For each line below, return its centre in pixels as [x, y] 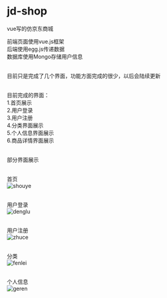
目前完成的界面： [28, 95]
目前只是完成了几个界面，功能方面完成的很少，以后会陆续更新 [84, 76]
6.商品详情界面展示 [31, 140]
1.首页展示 [19, 102]
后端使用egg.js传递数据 [36, 49]
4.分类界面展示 [25, 125]
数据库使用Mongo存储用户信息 [45, 56]
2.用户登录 [20, 110]
